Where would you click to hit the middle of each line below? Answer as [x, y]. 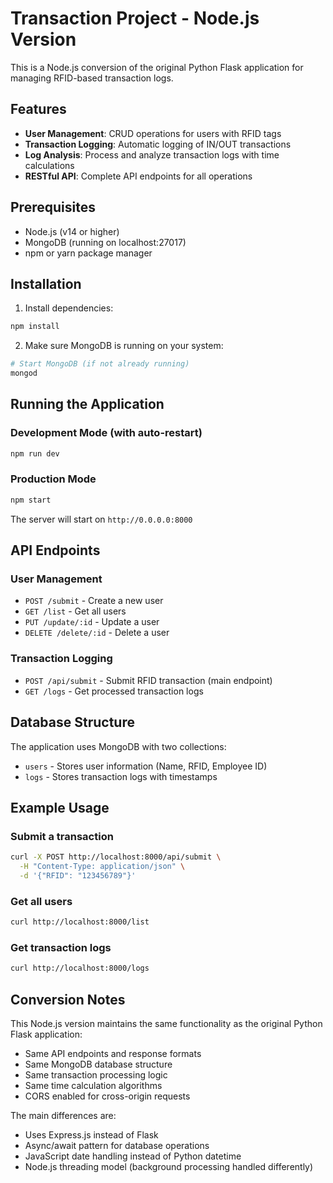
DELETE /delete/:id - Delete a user [97, 633]
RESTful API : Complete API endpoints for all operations [138, 176]
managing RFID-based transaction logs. [92, 78]
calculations [49, 165]
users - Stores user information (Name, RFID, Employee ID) [146, 766]
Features [38, 109]
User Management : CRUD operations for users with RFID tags [153, 133]
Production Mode [53, 479]
